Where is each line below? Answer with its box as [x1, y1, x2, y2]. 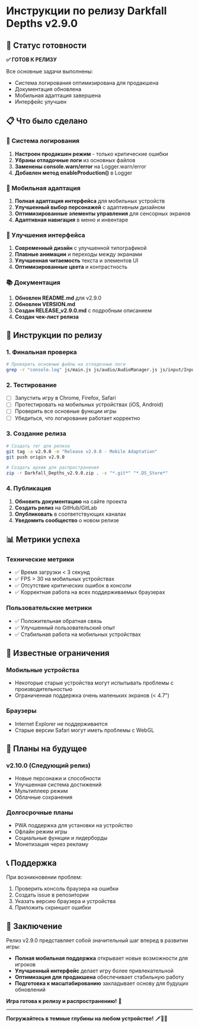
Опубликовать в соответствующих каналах [14, 510, 126, 518]
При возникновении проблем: [6, 873, 82, 881]
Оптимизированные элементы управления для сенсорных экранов [14, 210, 191, 217]
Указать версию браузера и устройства [14, 898, 116, 905]
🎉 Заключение [6, 921, 63, 931]
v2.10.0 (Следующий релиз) [6, 761, 91, 769]
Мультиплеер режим [14, 788, 68, 795]
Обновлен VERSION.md [14, 300, 76, 307]
